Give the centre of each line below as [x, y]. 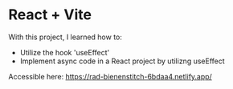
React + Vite [50, 15]
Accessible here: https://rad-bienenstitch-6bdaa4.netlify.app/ [110, 76]
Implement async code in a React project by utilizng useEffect [122, 61]
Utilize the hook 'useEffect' [65, 52]
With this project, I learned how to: [65, 37]
